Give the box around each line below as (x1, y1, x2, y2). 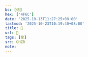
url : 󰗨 (5, 30, 19, 35)
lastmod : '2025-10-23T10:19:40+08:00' (5, 21, 85, 26)
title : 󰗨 (5, 26, 23, 31)
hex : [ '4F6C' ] (5, 12, 34, 17)
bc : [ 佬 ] (5, 7, 22, 12)
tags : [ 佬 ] (5, 35, 27, 40)
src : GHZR (5, 40, 26, 45)
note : (5, 44, 16, 49)
